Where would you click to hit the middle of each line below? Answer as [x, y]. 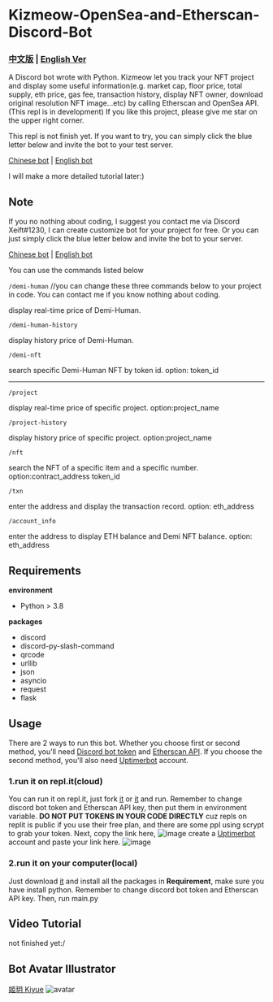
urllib [29, 663]
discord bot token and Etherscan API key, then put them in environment [128, 808]
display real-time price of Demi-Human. [75, 310]
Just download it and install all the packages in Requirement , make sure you [136, 881]
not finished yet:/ [37, 943]
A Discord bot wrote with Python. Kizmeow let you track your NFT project [131, 77]
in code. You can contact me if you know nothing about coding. [115, 295]
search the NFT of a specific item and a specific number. [104, 468]
